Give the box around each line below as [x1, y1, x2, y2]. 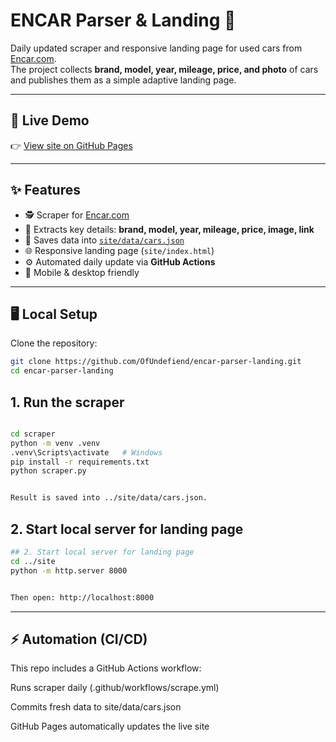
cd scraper [10, 429, 56, 439]
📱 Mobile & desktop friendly [24, 266, 140, 278]
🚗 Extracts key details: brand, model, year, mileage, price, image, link [24, 223, 315, 235]
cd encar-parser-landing [10, 366, 114, 376]
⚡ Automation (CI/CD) [10, 630, 148, 648]
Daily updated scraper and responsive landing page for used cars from [10, 42, 303, 54]
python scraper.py [10, 466, 87, 476]
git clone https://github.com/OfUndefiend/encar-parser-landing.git [10, 357, 302, 367]
